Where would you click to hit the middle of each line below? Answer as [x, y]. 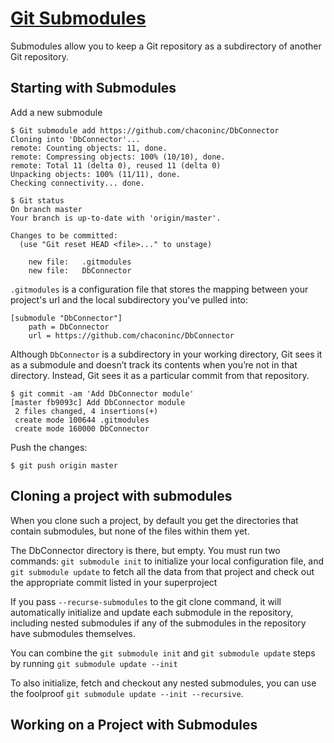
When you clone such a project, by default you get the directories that [154, 520]
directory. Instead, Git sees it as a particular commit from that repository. [160, 375]
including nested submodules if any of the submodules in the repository [158, 623]
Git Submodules [78, 18]
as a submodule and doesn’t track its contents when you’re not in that [154, 364]
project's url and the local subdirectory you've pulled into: [129, 299]
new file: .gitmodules [80, 262]
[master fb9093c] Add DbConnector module [98, 402]
